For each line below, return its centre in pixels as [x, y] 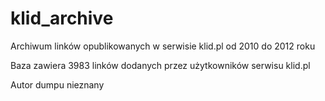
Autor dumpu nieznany [57, 84]
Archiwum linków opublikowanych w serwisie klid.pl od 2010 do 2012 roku [163, 46]
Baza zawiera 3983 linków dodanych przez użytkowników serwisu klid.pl [160, 65]
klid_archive [62, 18]
